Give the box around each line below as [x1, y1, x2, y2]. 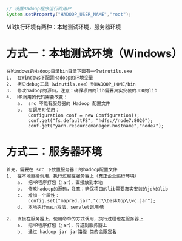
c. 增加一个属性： [17, 192, 60, 199]
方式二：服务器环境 [6, 144, 103, 158]
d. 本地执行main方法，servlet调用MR [17, 204, 104, 210]
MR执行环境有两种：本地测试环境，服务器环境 [6, 23, 121, 30]
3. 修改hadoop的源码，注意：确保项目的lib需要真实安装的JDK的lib [6, 87, 158, 93]
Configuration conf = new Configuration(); [28, 112, 140, 118]
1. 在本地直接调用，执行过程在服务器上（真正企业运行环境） [6, 173, 140, 179]
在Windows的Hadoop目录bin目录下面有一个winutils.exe [6, 68, 132, 74]
